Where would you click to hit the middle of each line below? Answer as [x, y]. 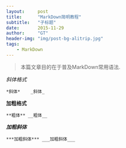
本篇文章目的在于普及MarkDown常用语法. [70, 67]
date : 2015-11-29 [35, 28]
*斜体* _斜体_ [25, 91]
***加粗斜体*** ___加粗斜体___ [41, 139]
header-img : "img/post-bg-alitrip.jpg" [55, 39]
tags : [13, 44]
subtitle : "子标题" [31, 22]
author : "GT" [27, 33]
